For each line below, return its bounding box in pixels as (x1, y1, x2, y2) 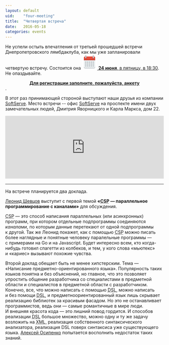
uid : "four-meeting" (5, 13, 55, 19)
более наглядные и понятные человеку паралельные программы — (5, 235, 152, 241)
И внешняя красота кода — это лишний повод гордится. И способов (5, 308, 153, 314)
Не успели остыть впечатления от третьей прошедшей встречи (5, 44, 142, 50)
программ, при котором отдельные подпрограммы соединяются (5, 218, 146, 224)
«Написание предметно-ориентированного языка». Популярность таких (5, 266, 162, 272)
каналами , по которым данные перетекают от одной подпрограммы (5, 224, 154, 230)
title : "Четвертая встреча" (5, 19, 66, 24)
